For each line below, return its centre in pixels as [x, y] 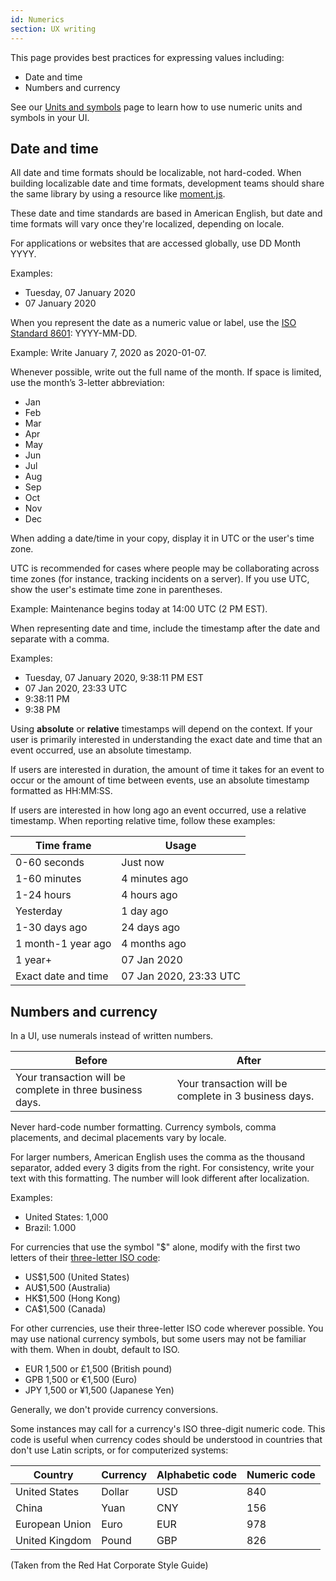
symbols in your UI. [50, 117]
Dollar [115, 1492]
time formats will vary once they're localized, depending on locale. [147, 224]
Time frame [63, 846]
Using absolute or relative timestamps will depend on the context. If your [161, 729]
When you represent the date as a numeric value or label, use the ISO [153, 323]
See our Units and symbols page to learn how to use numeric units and [156, 107]
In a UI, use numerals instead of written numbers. [112, 1036]
